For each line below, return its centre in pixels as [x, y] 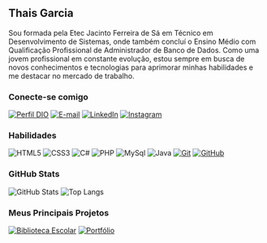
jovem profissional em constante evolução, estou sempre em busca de [127, 58]
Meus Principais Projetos [59, 212]
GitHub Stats [34, 174]
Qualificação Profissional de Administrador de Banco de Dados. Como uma [134, 50]
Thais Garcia [41, 13]
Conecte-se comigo [49, 96]
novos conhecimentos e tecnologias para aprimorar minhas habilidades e [131, 67]
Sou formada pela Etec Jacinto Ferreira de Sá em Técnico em [111, 32]
